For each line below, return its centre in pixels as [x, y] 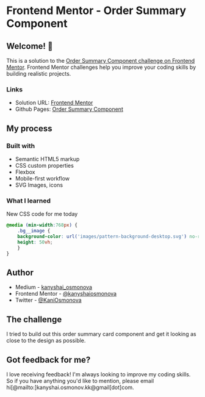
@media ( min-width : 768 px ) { [42, 225]
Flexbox [25, 172]
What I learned [28, 201]
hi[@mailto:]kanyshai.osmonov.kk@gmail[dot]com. [70, 387]
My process [29, 128]
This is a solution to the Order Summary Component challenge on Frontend [101, 61]
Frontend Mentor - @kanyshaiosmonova [66, 294]
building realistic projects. [39, 73]
